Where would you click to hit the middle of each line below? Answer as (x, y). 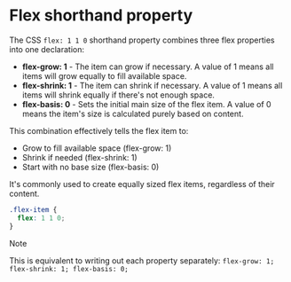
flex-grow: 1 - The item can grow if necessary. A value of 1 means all (148, 67)
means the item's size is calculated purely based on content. (133, 114)
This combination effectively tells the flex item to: (99, 130)
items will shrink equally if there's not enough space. (118, 95)
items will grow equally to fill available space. (104, 75)
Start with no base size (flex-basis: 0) (90, 167)
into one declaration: (47, 49)
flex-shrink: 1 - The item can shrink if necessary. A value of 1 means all (152, 85)
